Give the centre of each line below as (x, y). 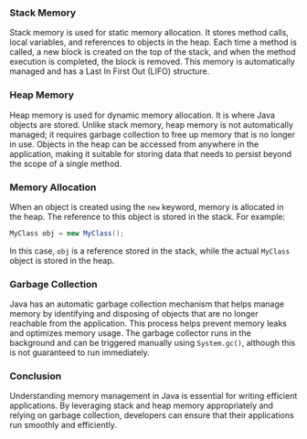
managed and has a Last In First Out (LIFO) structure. (110, 71)
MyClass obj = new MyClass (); (67, 233)
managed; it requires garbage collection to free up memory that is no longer (152, 134)
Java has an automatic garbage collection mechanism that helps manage (147, 304)
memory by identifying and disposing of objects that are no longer (134, 314)
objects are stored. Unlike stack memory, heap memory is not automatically (152, 124)
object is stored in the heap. (62, 260)
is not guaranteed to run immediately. (80, 352)
